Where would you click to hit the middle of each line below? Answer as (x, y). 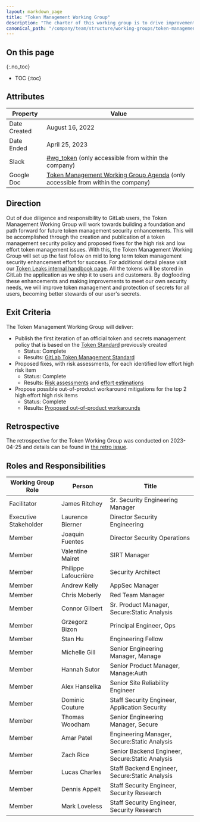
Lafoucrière (78, 576)
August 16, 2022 (71, 127)
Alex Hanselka (82, 686)
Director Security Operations (150, 538)
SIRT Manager (130, 555)
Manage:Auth (129, 673)
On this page (30, 52)
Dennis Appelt (81, 789)
